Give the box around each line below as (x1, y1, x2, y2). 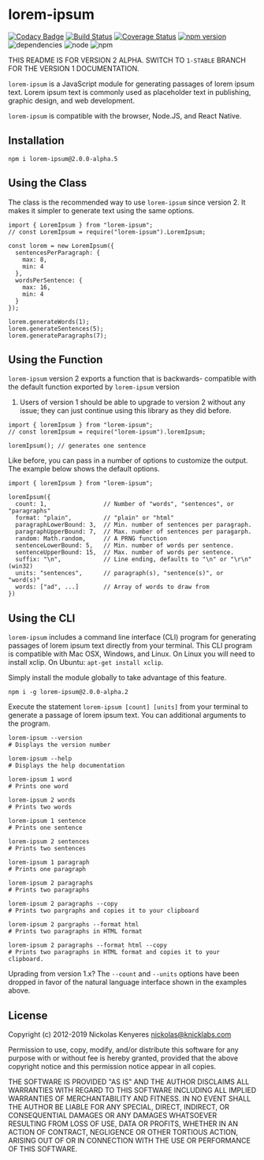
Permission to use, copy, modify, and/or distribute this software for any (8, 1045, 239, 1054)
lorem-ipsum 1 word (8, 775, 73, 783)
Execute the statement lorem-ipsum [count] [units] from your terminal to (8, 702, 248, 711)
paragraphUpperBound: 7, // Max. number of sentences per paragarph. (15, 527, 252, 536)
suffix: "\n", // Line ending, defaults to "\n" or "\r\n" (15, 555, 252, 564)
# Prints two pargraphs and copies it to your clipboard (8, 907, 199, 915)
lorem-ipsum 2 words (8, 796, 76, 805)
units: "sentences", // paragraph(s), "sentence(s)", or (15, 569, 224, 577)
